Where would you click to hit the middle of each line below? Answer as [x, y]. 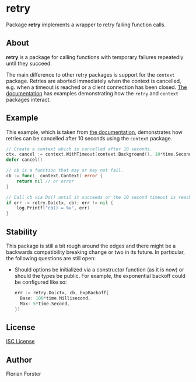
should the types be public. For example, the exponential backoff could [100, 276]
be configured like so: [41, 282]
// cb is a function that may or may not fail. [65, 171]
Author [19, 359]
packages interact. [29, 99]
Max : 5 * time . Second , [45, 304]
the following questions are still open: [51, 258]
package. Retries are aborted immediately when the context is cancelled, [94, 81]
